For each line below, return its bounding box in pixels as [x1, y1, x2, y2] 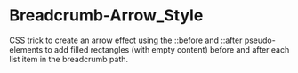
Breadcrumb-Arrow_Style [9, 5, 204, 26]
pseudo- [244, 35, 276, 45]
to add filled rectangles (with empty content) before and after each [44, 44, 290, 54]
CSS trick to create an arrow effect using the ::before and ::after [9, 35, 243, 45]
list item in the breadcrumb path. [9, 53, 129, 64]
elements [9, 44, 44, 54]
